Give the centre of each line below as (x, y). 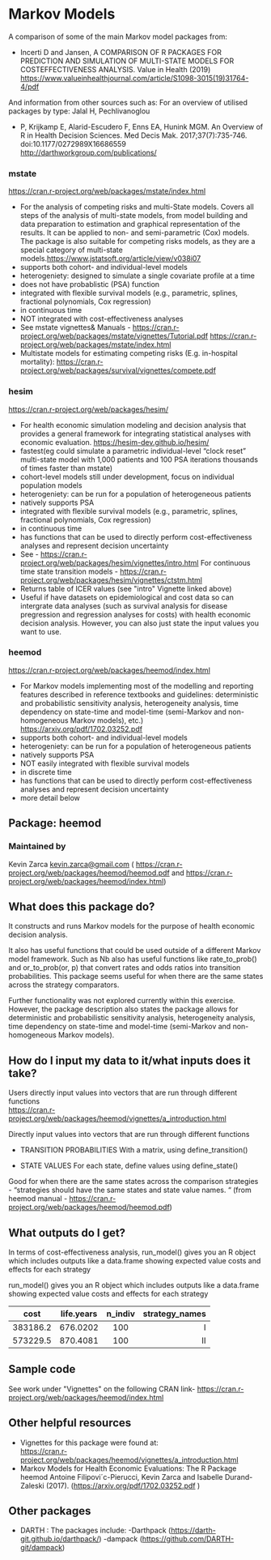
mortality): (37, 362)
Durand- (239, 1477)
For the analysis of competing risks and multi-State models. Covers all (137, 207)
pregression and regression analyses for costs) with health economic (135, 614)
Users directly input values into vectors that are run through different (123, 1093)
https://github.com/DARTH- (188, 1539)
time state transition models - (69, 571)
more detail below (50, 797)
